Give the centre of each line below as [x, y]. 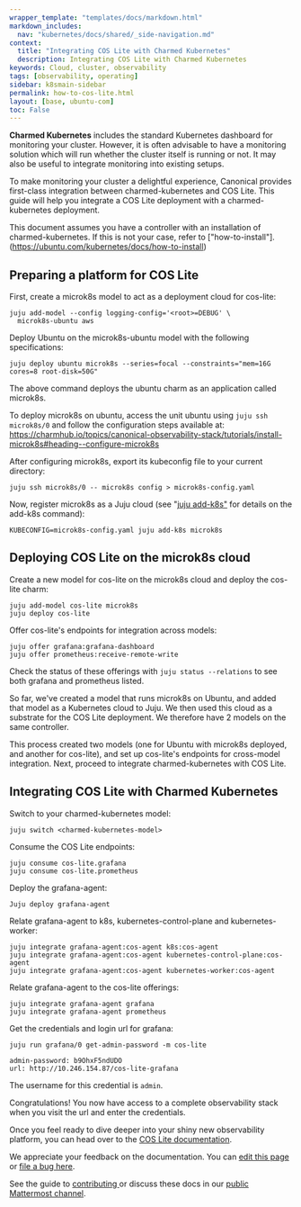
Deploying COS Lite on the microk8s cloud [130, 558]
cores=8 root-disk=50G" [54, 372]
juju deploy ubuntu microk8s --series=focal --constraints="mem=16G [140, 364]
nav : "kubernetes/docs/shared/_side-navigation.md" [116, 34]
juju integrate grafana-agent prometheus [88, 1012]
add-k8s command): [47, 514]
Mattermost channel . [48, 1193]
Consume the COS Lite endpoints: [72, 846]
